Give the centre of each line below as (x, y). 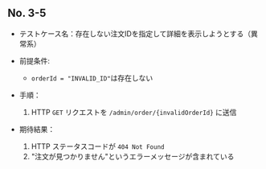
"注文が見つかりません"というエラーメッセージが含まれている (133, 156)
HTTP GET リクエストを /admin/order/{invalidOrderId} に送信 (134, 112)
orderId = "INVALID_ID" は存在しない (92, 78)
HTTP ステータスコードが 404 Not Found (98, 146)
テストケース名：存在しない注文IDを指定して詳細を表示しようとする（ (135, 33)
